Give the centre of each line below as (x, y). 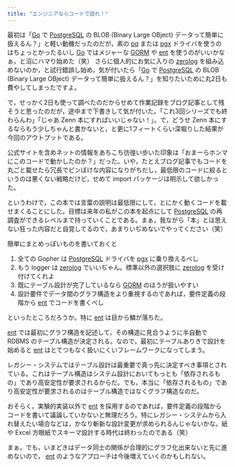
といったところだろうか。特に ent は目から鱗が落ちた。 (87, 317)
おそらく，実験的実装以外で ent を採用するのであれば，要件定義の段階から (115, 406)
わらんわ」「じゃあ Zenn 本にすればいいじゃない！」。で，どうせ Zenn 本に (114, 119)
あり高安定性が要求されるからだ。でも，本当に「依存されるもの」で (123, 382)
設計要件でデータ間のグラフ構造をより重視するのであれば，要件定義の (119, 294)
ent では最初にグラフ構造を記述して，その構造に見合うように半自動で (107, 332)
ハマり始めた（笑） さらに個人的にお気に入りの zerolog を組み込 (131, 61)
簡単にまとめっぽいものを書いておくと (62, 244)
